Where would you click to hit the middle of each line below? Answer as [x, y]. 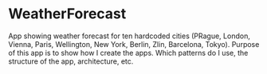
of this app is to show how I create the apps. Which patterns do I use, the [128, 53]
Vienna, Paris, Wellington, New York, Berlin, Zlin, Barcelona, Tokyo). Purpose [134, 44]
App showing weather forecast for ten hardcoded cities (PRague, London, [130, 36]
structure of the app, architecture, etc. [71, 61]
